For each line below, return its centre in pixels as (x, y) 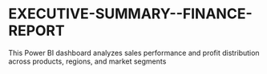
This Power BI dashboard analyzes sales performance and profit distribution (134, 53)
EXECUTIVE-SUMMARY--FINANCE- (130, 14)
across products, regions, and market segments (87, 61)
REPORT (37, 31)
